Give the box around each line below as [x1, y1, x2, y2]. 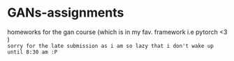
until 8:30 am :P [7, 49, 58, 55]
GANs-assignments [7, 5, 124, 21]
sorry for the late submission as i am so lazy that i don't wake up [7, 42, 214, 49]
